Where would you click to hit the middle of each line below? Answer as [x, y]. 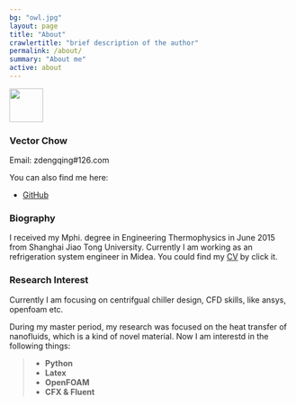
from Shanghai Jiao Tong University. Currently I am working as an [131, 247]
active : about [36, 68]
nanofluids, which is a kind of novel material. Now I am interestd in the [139, 336]
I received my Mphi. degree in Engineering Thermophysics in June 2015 [143, 238]
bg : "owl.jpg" [36, 18]
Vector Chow [38, 140]
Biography [32, 218]
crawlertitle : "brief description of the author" [104, 43]
